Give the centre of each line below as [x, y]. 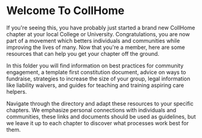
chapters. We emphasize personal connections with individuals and [91, 110]
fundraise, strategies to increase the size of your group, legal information [99, 79]
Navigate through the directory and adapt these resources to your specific [100, 103]
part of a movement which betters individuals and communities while [93, 40]
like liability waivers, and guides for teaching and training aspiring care [95, 85]
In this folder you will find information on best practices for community [95, 66]
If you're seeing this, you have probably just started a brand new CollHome [101, 28]
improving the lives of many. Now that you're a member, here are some [96, 47]
